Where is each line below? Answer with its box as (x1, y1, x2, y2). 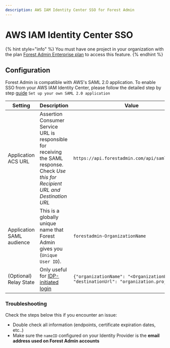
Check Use (39, 167, 66, 175)
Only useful (39, 266, 67, 273)
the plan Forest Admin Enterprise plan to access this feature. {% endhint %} (5, 51, 163, 57)
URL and (39, 187, 61, 194)
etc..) (12, 327, 24, 333)
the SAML (39, 155, 63, 162)
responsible (39, 136, 68, 143)
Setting (12, 102, 30, 109)
